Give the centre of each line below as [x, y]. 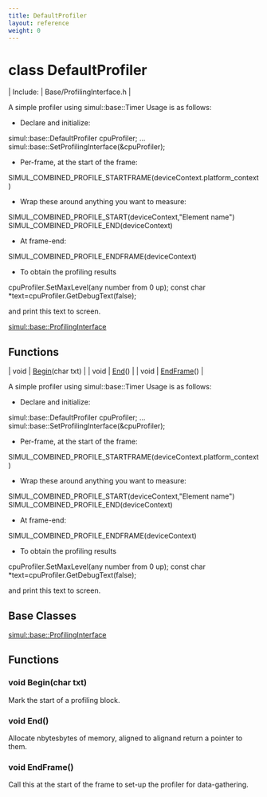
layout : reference [39, 23]
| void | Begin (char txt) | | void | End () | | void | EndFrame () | [106, 371]
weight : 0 [25, 30]
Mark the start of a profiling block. [65, 700]
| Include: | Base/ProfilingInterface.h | [70, 92]
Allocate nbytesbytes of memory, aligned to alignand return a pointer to [126, 738]
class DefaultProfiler [78, 70]
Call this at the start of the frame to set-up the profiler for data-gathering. [128, 785]
